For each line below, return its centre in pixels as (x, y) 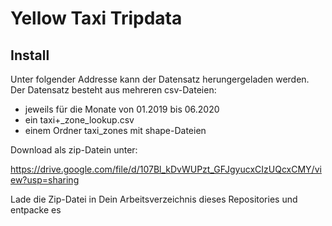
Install (30, 55)
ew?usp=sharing (45, 180)
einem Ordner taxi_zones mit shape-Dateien (115, 130)
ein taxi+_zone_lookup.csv (79, 120)
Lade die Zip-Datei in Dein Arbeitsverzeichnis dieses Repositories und (154, 199)
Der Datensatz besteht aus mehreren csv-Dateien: (113, 90)
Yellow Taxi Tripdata (96, 18)
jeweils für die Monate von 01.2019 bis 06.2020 (122, 109)
